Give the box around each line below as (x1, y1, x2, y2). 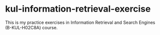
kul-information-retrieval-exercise (5, 3, 151, 15)
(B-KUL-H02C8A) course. (5, 24, 58, 30)
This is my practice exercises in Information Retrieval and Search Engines (5, 19, 156, 25)
